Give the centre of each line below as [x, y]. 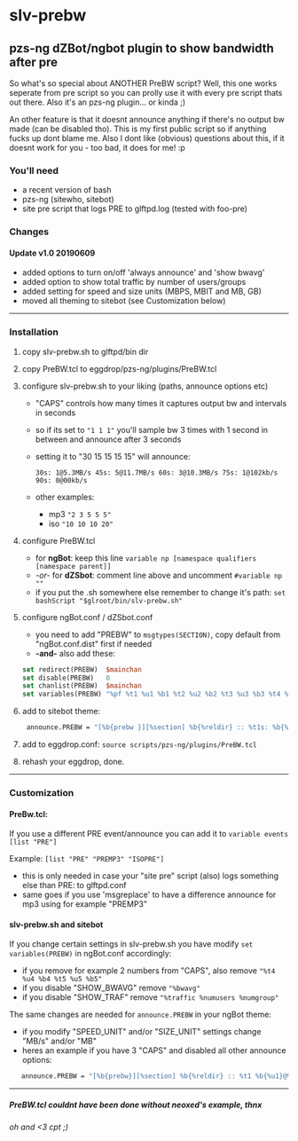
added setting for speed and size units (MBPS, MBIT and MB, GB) [141, 291]
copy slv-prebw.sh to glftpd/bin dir [85, 351]
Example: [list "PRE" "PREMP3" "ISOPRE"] [87, 859]
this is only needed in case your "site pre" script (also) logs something [150, 876]
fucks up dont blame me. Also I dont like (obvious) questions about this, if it [147, 138]
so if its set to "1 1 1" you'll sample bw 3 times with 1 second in [152, 429]
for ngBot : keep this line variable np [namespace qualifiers [146, 558]
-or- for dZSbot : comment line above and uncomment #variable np [158, 575]
